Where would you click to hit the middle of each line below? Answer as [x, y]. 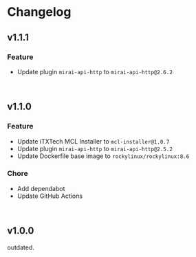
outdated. [21, 247]
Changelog [39, 12]
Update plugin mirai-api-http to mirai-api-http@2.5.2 [95, 148]
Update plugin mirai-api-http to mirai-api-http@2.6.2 [95, 71]
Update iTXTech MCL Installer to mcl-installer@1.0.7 [93, 141]
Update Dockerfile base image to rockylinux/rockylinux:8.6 [103, 156]
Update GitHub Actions [50, 196]
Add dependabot [41, 188]
